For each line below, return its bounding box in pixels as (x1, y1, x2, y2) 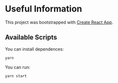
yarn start (5, 73, 27, 78)
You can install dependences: (5, 46, 64, 52)
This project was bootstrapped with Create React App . (5, 19, 114, 25)
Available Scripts (5, 33, 57, 41)
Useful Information (5, 3, 82, 14)
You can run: (5, 64, 30, 70)
